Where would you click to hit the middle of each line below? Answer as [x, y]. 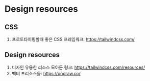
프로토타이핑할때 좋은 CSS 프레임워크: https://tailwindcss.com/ [73, 39]
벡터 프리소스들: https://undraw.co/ [46, 73]
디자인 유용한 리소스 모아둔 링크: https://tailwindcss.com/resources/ [78, 67]
